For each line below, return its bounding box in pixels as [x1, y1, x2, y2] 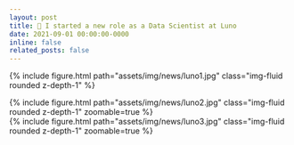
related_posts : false [9, 46, 90, 55]
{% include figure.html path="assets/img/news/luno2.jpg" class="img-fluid [9, 97, 285, 108]
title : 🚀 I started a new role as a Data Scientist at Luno [9, 21, 238, 30]
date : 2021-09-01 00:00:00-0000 [9, 29, 129, 38]
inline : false [9, 37, 62, 47]
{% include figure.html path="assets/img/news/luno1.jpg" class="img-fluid [9, 70, 283, 81]
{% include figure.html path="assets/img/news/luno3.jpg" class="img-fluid [9, 117, 285, 127]
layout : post [9, 12, 58, 22]
